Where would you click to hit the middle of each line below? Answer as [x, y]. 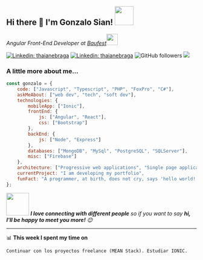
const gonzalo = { [29, 84]
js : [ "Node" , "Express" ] [70, 139]
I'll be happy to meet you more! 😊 [50, 220]
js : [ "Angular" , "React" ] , [72, 117]
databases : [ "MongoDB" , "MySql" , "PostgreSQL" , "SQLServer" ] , [108, 151]
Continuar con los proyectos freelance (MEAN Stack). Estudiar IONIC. [97, 251]
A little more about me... [42, 71]
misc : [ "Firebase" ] [53, 157]
